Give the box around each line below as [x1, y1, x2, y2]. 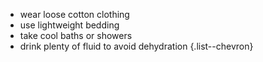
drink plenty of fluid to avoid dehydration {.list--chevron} [19, 40, 254, 52]
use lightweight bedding [19, 19, 120, 31]
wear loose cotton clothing [19, 9, 130, 20]
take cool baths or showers [19, 30, 133, 41]
